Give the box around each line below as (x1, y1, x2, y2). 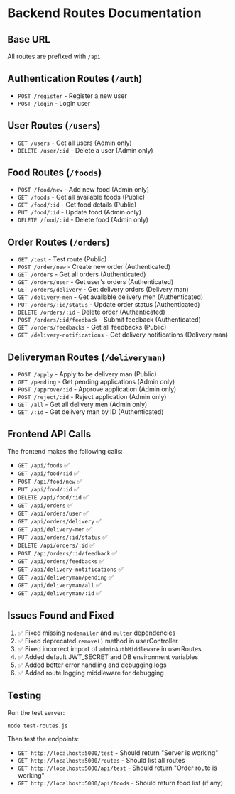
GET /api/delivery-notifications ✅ (17, 565, 124, 573)
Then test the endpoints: (7, 735, 80, 744)
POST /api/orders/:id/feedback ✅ (17, 548, 118, 557)
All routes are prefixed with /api (7, 52, 101, 60)
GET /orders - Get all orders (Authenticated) (17, 270, 146, 278)
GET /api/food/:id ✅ (17, 469, 80, 477)
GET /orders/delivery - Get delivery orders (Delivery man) (17, 285, 190, 294)
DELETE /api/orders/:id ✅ (17, 540, 96, 549)
